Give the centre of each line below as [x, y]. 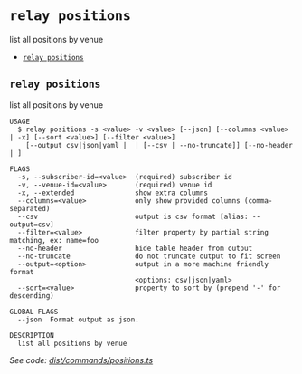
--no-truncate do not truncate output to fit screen [149, 256]
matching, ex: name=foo [54, 240]
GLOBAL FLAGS [34, 312]
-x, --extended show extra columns [113, 193]
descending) [32, 296]
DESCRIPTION [32, 335]
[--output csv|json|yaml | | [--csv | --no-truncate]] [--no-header [160, 145]
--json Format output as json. [79, 320]
